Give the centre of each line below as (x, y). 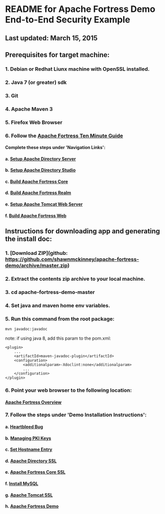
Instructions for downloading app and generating (82, 231)
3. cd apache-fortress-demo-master (50, 292)
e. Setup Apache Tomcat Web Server (44, 204)
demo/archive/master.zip (36, 265)
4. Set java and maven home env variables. (58, 305)
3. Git (12, 95)
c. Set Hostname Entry (29, 449)
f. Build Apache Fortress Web (36, 216)
